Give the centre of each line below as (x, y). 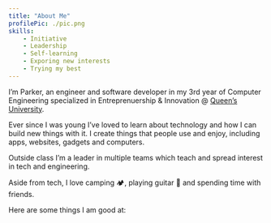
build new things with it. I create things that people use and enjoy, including (134, 133)
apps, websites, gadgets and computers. (77, 142)
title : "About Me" (39, 16)
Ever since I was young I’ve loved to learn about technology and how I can (133, 124)
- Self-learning (51, 54)
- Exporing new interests (67, 62)
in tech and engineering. (49, 166)
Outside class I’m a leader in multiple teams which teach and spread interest (136, 157)
